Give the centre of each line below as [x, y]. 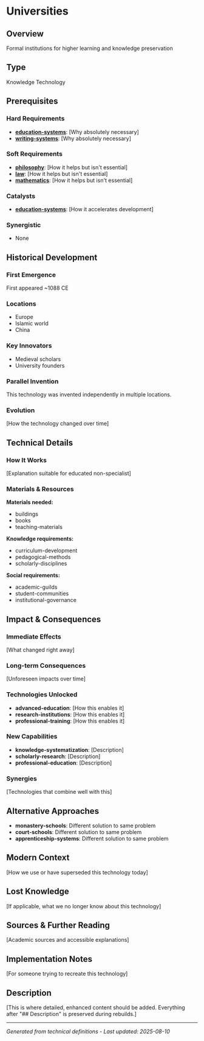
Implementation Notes [49, 959]
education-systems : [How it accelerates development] [84, 209]
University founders [40, 365]
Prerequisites [32, 101]
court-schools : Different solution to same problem [78, 832]
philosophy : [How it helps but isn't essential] [71, 167]
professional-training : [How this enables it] [70, 721]
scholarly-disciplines [41, 564]
